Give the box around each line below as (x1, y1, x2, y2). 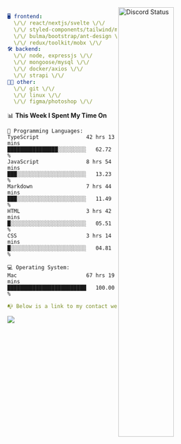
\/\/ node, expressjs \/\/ (13, 52, 93, 59)
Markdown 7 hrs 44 (7, 183, 112, 190)
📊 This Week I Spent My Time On (7, 111, 107, 120)
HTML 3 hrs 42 (7, 208, 112, 215)
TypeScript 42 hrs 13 (7, 134, 115, 141)
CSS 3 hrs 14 (7, 233, 112, 240)
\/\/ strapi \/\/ (13, 72, 65, 79)
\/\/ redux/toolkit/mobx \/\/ (13, 39, 102, 47)
